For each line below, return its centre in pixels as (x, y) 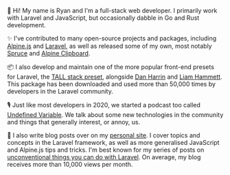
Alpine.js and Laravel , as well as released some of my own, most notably (110, 46)
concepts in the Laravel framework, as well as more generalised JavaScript (113, 143)
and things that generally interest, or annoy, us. (74, 122)
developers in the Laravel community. (60, 91)
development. (26, 25)
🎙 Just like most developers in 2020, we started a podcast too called (104, 105)
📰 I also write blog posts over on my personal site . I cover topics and (104, 135)
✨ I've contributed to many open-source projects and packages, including (112, 38)
